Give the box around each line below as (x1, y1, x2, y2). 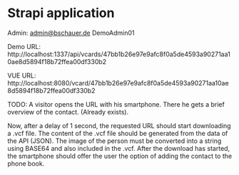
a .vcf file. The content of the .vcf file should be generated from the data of (7, 129, 228, 137)
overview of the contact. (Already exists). (7, 107, 129, 116)
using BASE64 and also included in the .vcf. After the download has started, (7, 144, 230, 152)
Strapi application (7, 5, 115, 21)
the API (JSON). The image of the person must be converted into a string (7, 137, 222, 145)
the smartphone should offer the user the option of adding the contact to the (7, 152, 233, 160)
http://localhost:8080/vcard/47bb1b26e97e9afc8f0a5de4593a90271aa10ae (7, 78, 230, 87)
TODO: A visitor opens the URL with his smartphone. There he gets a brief (7, 100, 225, 108)
